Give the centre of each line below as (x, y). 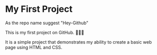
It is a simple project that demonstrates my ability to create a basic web (78, 42)
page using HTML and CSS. (34, 47)
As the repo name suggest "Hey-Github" (47, 23)
